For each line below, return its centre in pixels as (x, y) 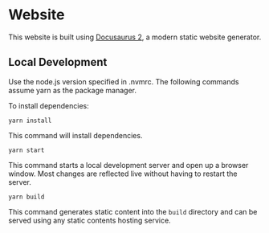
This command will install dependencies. (75, 135)
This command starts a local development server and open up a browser (128, 165)
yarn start (26, 150)
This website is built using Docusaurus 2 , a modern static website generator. (135, 37)
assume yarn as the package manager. (73, 90)
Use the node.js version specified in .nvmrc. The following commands (124, 81)
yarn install (30, 121)
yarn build (26, 197)
